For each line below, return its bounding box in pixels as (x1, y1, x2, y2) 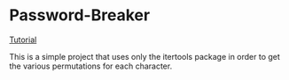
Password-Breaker (9, 5, 151, 25)
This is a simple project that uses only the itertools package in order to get (9, 51, 281, 62)
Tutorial (9, 34, 37, 45)
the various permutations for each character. (9, 61, 173, 71)
